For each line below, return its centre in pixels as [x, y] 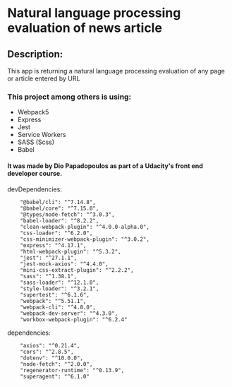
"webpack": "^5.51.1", [53, 301]
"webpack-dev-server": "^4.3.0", [69, 313]
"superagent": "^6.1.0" [55, 376]
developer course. [35, 173]
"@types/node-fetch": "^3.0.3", [67, 214]
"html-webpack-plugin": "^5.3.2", [71, 251]
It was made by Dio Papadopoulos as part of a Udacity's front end [105, 166]
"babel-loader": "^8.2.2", [60, 220]
